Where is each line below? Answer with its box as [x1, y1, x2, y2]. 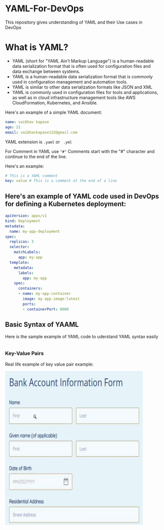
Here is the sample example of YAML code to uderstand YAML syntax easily [5, 333, 159, 340]
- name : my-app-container [18, 291, 71, 296]
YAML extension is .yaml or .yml [5, 139, 72, 145]
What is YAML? [5, 42, 69, 53]
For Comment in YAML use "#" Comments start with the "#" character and [5, 148, 155, 154]
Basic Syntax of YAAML [5, 320, 79, 329]
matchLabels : [14, 249, 41, 255]
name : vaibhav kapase [5, 119, 49, 125]
